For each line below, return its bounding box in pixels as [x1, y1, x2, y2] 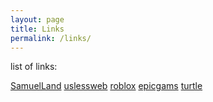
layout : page [10, 14, 65, 25]
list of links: [10, 61, 58, 73]
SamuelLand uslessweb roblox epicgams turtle [10, 80, 203, 92]
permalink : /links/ [10, 33, 92, 43]
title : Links [10, 24, 65, 34]
